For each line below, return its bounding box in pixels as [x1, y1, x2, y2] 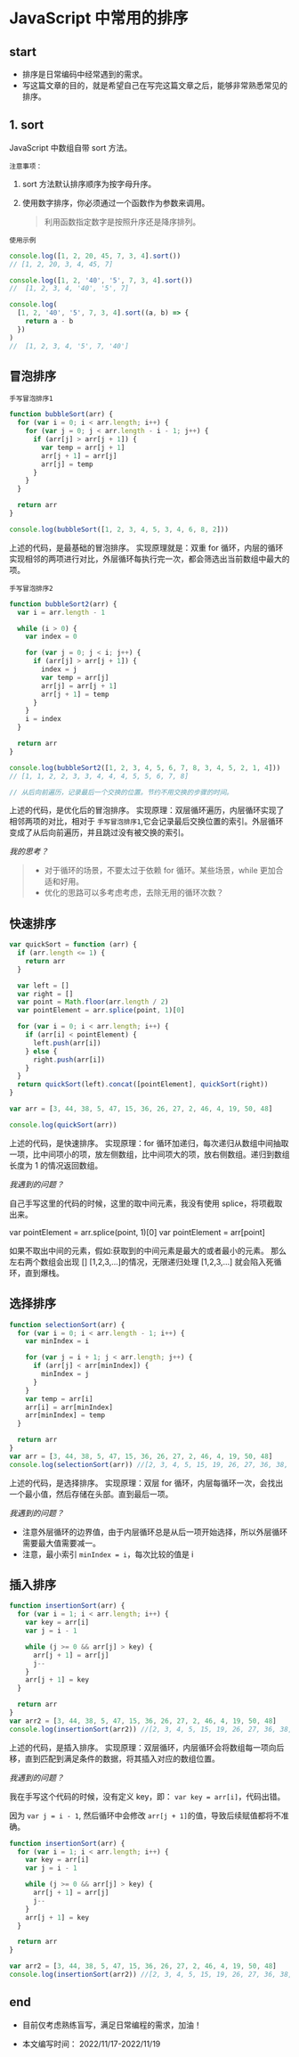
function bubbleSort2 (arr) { [9, 599, 117, 609]
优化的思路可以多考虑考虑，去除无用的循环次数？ [44, 888, 224, 898]
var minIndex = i [25, 1337, 90, 1346]
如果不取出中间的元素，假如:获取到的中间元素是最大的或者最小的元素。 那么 [9, 1245, 287, 1256]
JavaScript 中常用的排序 [9, 8, 189, 29]
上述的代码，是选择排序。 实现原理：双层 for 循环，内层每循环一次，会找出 [9, 1477, 284, 1488]
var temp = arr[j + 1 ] [41, 443, 125, 452]
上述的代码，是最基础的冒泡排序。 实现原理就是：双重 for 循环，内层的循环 [9, 542, 284, 553]
